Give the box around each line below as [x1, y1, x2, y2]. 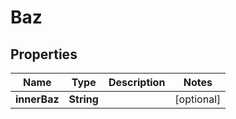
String [68, 92, 99, 106]
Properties [10, 46, 78, 63]
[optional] [174, 92, 222, 106]
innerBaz [15, 92, 60, 106]
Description [108, 76, 166, 89]
